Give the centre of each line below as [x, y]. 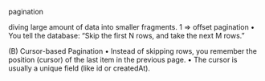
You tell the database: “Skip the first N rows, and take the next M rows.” [126, 36]
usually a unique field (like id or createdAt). [79, 68]
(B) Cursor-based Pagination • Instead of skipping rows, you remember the [132, 51]
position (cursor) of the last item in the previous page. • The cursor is [123, 60]
